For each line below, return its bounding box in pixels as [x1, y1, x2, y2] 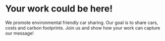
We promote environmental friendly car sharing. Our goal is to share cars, [5, 19, 158, 25]
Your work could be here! [5, 3, 113, 14]
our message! [5, 30, 34, 36]
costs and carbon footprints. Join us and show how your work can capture [5, 24, 160, 30]
